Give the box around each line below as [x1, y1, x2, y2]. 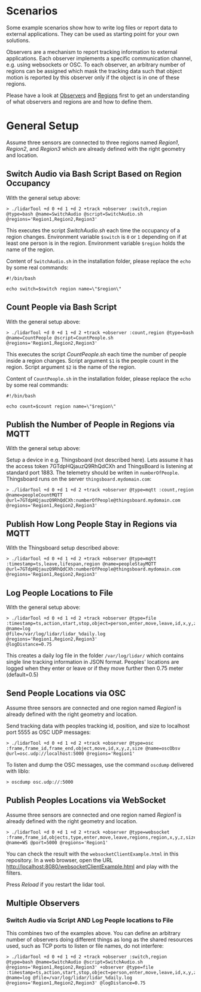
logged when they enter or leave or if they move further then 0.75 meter [6, 665, 184, 672]
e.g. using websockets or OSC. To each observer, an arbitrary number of [6, 61, 185, 68]
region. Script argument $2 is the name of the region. [6, 363, 136, 371]
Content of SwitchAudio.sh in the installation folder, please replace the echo [6, 257, 191, 265]
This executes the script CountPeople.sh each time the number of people [6, 350, 187, 357]
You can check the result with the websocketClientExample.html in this [6, 850, 179, 857]
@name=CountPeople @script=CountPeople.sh [6, 335, 114, 341]
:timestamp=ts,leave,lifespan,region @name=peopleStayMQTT [6, 561, 157, 567]
